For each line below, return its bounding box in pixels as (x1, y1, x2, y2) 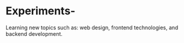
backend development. (5, 30, 63, 37)
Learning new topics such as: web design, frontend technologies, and (5, 24, 179, 31)
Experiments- (5, 4, 76, 18)
